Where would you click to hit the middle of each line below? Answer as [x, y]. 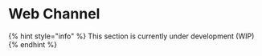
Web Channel [54, 14]
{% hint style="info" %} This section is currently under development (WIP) [131, 36]
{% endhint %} [33, 44]
